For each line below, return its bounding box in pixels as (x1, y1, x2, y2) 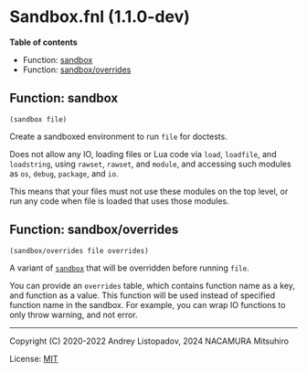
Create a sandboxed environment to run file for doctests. (9, 131, 228, 142)
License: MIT (9, 353, 58, 364)
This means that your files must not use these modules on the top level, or (9, 186, 289, 197)
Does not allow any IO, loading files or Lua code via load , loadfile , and (9, 148, 277, 159)
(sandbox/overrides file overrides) (9, 246, 149, 255)
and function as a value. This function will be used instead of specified (9, 290, 276, 301)
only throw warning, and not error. (9, 309, 138, 320)
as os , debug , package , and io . (9, 167, 119, 179)
